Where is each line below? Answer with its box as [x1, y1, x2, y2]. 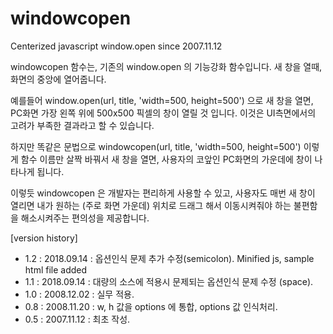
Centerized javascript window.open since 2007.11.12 [10, 40, 223, 52]
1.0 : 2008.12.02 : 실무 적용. [24, 288, 135, 300]
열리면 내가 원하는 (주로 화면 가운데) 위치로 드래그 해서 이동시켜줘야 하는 [10, 199, 292, 211]
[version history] [10, 232, 78, 244]
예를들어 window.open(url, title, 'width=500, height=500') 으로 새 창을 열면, [10, 94, 314, 106]
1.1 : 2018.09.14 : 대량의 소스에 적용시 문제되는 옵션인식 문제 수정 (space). [24, 275, 314, 287]
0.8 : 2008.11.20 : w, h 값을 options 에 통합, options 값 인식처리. [24, 300, 278, 312]
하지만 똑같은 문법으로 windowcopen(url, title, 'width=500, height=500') [10, 140, 302, 152]
